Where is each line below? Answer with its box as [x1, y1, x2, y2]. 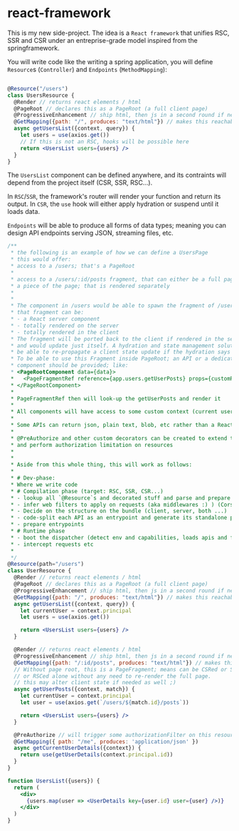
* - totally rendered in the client [10, 329, 119, 336]
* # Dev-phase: [10, 475, 55, 482]
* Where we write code [10, 481, 78, 488]
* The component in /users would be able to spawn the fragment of [10, 302, 215, 309]
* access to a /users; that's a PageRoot [10, 262, 135, 270]
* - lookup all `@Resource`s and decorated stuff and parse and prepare [10, 494, 231, 502]
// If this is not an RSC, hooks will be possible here [20, 138, 190, 145]
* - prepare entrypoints [10, 521, 84, 528]
